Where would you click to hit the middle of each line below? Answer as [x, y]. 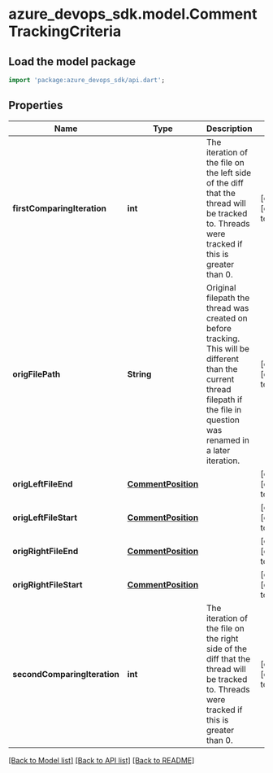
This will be [228, 348]
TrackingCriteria [65, 31]
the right [222, 638]
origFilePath [37, 373]
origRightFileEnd [45, 551]
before [219, 328]
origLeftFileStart [45, 518]
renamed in [227, 440]
